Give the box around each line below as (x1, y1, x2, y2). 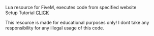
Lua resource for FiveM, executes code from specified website (5, 5, 137, 10)
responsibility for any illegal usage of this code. (5, 25, 104, 31)
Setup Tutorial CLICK (5, 10, 49, 16)
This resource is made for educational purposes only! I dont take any (5, 20, 149, 25)
